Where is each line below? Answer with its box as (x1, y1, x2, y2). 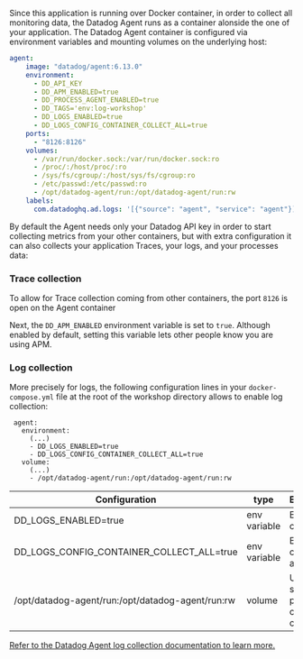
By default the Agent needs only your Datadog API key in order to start (9, 221, 272, 232)
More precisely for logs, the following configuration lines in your (9, 382, 247, 393)
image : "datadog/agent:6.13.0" (25, 62, 143, 71)
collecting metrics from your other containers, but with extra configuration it (9, 230, 291, 242)
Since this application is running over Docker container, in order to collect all (9, 8, 293, 18)
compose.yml (9, 393, 54, 402)
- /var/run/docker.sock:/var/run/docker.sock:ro (32, 154, 220, 163)
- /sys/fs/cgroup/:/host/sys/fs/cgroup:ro (32, 171, 196, 180)
